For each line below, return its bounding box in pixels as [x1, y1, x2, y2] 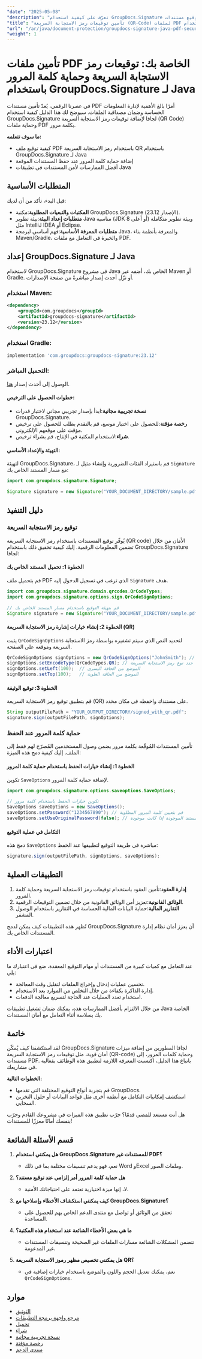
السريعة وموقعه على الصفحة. [7, 643, 73, 650]
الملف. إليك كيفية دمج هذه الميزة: [7, 749, 82, 756]
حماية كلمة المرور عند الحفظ [7, 729, 80, 737]
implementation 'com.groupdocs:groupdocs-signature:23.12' [7, 352, 158, 359]
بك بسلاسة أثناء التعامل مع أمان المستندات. [7, 1011, 102, 1018]
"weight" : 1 [7, 31, 37, 37]
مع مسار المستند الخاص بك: [7, 466, 69, 474]
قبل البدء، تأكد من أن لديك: [7, 197, 67, 204]
